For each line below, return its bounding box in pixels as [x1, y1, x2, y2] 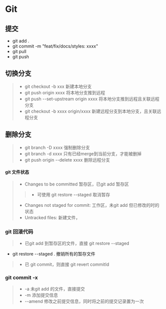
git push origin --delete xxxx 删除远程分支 [24, 157, 111, 163]
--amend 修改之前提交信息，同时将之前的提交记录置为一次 [24, 299, 144, 305]
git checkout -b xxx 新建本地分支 [24, 83, 92, 89]
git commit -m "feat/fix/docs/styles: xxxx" [12, 43, 98, 49]
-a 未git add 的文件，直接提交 [24, 286, 85, 292]
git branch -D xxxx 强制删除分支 [24, 144, 90, 150]
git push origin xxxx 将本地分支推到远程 [24, 89, 106, 95]
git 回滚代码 [5, 228, 34, 235]
